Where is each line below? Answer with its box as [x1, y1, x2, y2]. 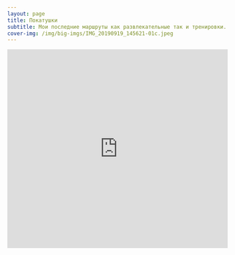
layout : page [7, 10, 45, 18]
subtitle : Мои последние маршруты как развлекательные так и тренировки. [7, 23, 227, 30]
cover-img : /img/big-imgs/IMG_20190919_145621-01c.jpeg [7, 29, 173, 37]
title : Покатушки [7, 17, 58, 24]
